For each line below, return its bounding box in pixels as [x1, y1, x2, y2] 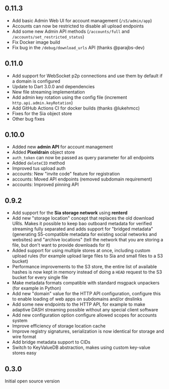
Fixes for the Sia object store [12, 110, 72, 116]
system [12, 317, 28, 324]
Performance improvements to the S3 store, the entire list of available [12, 264, 157, 270]
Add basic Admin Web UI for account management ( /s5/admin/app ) [12, 17, 152, 23]
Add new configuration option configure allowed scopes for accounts [12, 312, 157, 319]
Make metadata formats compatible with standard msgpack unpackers [12, 280, 160, 286]
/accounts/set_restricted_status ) [12, 33, 85, 40]
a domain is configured [12, 78, 60, 84]
